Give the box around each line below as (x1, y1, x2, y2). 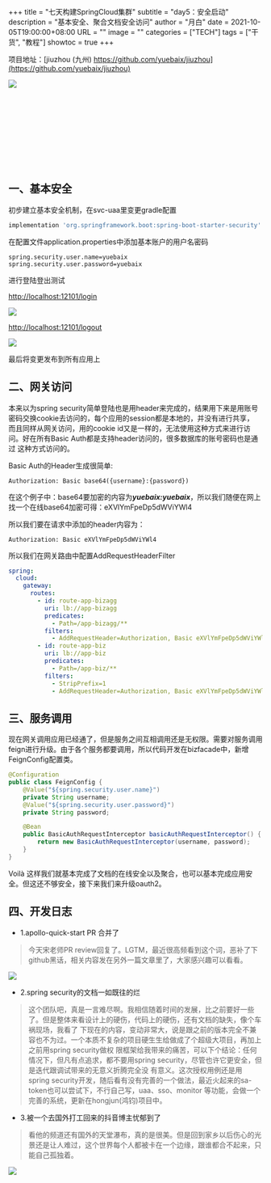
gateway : (23, 581, 52, 590)
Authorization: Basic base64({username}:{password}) (8, 476, 190, 485)
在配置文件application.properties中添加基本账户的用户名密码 (8, 237, 209, 247)
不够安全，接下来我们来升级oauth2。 (43, 878, 167, 888)
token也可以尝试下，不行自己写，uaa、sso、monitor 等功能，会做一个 (27, 1085, 261, 1095)
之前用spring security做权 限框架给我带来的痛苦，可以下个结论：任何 (27, 1045, 257, 1054)
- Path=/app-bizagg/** (51, 619, 128, 627)
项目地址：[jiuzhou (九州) (8, 55, 92, 64)
